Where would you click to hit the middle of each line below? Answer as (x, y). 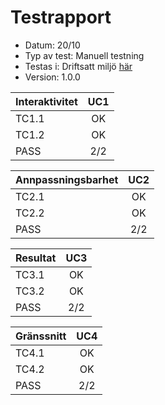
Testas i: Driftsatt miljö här (78, 66)
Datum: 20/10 (52, 45)
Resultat (36, 258)
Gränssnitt (41, 336)
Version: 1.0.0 (52, 77)
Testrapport (61, 17)
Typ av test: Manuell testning (84, 55)
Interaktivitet (46, 101)
